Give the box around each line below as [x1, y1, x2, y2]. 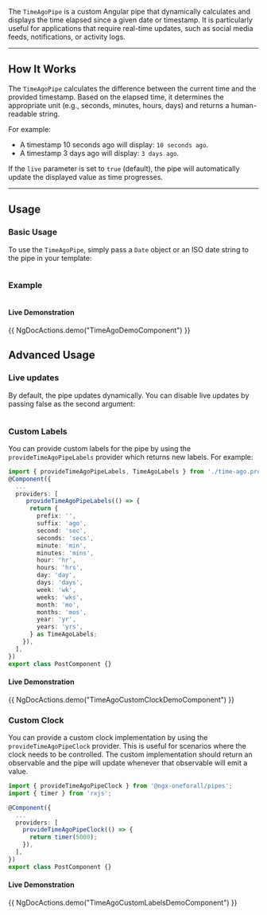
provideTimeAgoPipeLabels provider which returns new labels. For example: [8, 452, 253, 461]
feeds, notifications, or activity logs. [8, 32, 126, 41]
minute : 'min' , [37, 541, 87, 550]
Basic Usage [8, 227, 58, 238]
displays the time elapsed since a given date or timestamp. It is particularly [8, 15, 253, 25]
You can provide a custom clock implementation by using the [8, 733, 208, 742]
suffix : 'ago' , [37, 520, 87, 528]
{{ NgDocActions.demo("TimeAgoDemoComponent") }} [8, 325, 191, 335]
